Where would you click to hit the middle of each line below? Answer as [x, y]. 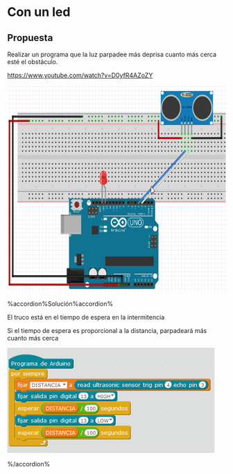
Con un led [39, 12]
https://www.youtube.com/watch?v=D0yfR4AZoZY [80, 75]
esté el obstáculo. [33, 62]
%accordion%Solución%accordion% [60, 304]
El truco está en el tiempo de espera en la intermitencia [86, 317]
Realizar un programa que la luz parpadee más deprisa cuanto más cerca [112, 54]
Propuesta [30, 38]
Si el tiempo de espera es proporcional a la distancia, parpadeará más [107, 330]
